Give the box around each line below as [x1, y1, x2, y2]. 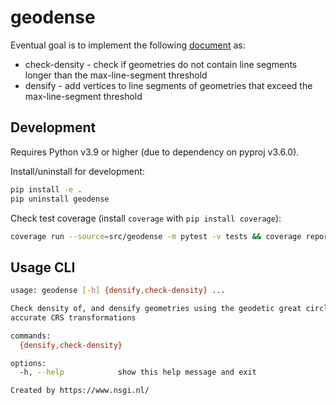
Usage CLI [10, 259, 76, 276]
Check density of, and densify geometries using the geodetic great [10, 304, 302, 314]
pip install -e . [10, 184, 83, 195]
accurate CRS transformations [10, 312, 137, 323]
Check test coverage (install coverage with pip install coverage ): [10, 212, 282, 224]
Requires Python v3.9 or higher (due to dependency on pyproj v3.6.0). [10, 146, 300, 158]
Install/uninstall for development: [10, 165, 145, 177]
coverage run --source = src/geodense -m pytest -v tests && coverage [10, 231, 302, 241]
